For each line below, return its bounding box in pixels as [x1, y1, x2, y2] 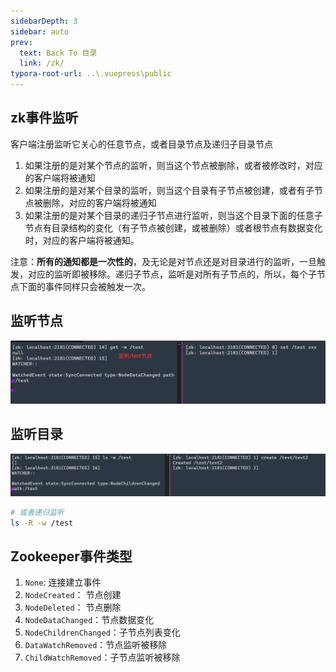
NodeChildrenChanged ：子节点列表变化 [24, 626, 181, 639]
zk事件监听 [10, 110, 79, 127]
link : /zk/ [19, 58, 65, 69]
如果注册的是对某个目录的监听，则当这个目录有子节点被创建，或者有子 [24, 184, 315, 196]
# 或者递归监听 [10, 507, 65, 517]
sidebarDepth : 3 [10, 16, 78, 26]
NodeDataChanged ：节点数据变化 [24, 614, 155, 626]
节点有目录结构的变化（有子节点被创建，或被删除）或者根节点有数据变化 [24, 221, 323, 234]
